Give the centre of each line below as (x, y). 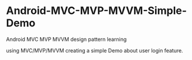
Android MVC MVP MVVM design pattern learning (66, 39)
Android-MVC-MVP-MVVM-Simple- (97, 11)
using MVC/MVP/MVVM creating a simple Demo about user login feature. (95, 50)
